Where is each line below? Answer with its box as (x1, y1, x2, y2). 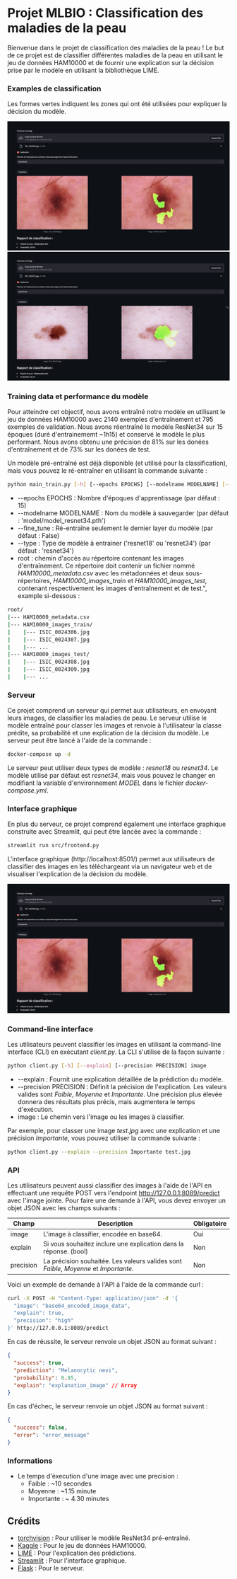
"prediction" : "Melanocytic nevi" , (13, 1367, 119, 1374)
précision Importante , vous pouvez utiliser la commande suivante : (7, 1134, 201, 1142)
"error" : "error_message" (13, 1432, 90, 1439)
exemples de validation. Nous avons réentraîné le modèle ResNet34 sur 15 (7, 423, 224, 431)
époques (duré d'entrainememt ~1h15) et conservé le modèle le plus (7, 430, 205, 439)
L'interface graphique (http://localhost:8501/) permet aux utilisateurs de (7, 855, 215, 863)
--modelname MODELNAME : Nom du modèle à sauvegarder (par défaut (17, 509, 229, 517)
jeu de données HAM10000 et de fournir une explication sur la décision (7, 58, 214, 67)
